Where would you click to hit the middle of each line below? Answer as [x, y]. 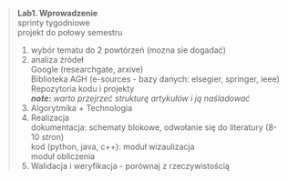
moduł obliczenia [63, 156]
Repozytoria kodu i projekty [82, 89]
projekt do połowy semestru [70, 32]
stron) [53, 137]
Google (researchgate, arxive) [87, 69]
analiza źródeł [57, 60]
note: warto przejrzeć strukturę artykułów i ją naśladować [140, 98]
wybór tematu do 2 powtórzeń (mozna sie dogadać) [129, 50]
